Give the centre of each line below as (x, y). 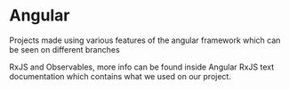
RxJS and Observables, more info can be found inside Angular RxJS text (142, 67)
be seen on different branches (64, 49)
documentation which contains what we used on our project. (120, 76)
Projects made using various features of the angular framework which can (145, 40)
